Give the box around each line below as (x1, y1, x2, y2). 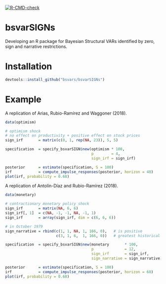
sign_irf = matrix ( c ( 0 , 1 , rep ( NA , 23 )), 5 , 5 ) (5, 138, 119, 143)
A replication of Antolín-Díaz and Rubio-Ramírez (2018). (5, 183, 119, 189)
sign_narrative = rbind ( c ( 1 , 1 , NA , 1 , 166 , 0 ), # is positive (5, 229, 143, 234)
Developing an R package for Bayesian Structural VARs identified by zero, (5, 38, 155, 44)
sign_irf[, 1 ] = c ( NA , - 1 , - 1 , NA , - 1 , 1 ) (5, 210, 96, 216)
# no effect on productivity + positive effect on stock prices (5, 133, 140, 138)
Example (5, 94, 41, 105)
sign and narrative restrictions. (5, 43, 68, 49)
